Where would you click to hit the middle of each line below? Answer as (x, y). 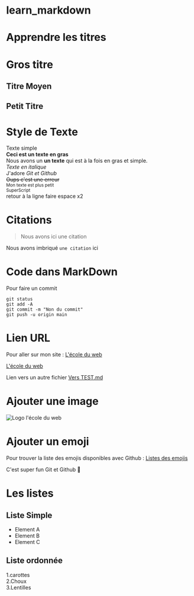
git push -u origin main (37, 315)
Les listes (30, 493)
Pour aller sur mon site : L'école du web (54, 355)
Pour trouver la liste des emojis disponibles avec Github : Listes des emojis (97, 458)
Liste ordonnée (35, 561)
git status (20, 299)
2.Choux (16, 581)
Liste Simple (29, 515)
